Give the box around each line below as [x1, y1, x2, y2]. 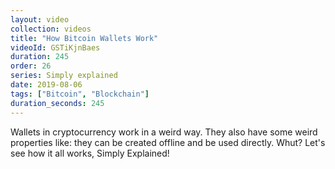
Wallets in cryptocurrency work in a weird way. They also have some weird [10, 126, 318, 138]
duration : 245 [10, 52, 70, 62]
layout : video [10, 14, 70, 25]
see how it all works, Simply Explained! [10, 147, 170, 159]
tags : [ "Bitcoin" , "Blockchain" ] [10, 89, 150, 99]
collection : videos [10, 24, 92, 34]
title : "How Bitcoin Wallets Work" [10, 33, 159, 43]
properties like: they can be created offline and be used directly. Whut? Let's [10, 136, 326, 148]
